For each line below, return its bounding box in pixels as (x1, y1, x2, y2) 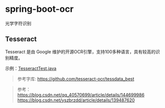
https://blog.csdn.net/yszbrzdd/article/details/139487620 (17, 97, 135, 103)
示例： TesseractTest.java (5, 65, 57, 71)
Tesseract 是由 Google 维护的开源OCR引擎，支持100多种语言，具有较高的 (5, 48, 156, 55)
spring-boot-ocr (5, 3, 74, 15)
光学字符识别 (5, 20, 31, 26)
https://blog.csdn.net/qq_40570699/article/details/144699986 (17, 92, 145, 98)
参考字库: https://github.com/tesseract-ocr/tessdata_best (17, 75, 135, 82)
